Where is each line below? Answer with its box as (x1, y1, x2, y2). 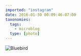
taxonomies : (5, 17, 31, 22)
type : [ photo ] (10, 31, 40, 36)
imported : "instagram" (5, 7, 53, 13)
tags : (10, 21, 22, 27)
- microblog (14, 26, 40, 32)
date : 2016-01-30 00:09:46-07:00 (5, 12, 76, 17)
